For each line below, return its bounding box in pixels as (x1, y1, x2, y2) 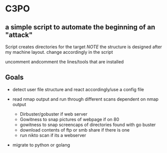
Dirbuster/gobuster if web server (19, 111, 87, 117)
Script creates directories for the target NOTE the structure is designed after (5, 44, 162, 50)
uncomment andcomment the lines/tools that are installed (5, 59, 124, 65)
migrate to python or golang (12, 142, 70, 148)
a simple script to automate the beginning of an (5, 23, 155, 31)
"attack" (5, 30, 33, 39)
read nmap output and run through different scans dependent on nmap (12, 96, 159, 102)
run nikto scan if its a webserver (19, 132, 86, 138)
